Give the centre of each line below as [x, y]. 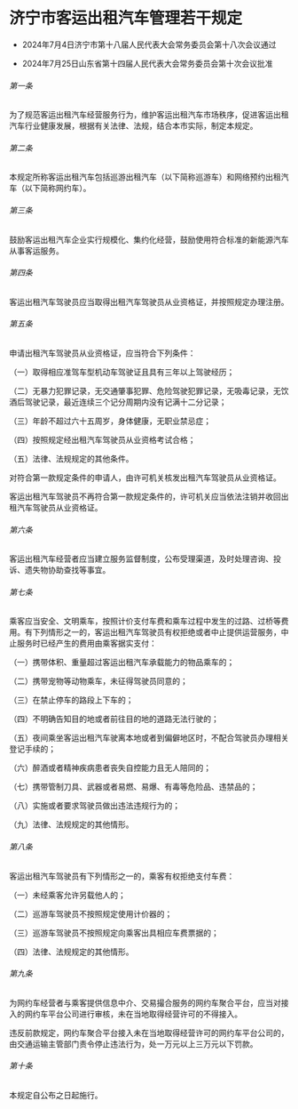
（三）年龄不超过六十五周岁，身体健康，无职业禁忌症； [110, 421]
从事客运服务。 [36, 251]
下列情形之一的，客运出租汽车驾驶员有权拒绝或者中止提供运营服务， [157, 632]
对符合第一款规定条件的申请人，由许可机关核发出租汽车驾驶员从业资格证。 [145, 478]
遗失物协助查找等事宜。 [67, 570]
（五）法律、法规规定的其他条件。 [71, 458]
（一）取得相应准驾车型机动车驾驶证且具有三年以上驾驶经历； [122, 372]
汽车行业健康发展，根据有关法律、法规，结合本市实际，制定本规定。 [133, 126]
